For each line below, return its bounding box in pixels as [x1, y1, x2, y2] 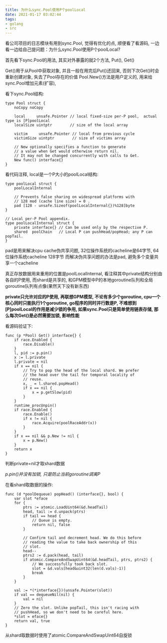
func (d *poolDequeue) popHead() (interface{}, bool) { [5, 492, 124, 497]
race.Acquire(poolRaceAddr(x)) [31, 421, 97, 426]
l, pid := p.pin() [14, 351, 52, 356]
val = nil [23, 597, 43, 602]
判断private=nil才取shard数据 [5, 461, 65, 467]
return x [14, 447, 32, 452]
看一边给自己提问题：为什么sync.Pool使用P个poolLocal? [5, 46, 121, 52]
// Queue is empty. [31, 518, 72, 523]
